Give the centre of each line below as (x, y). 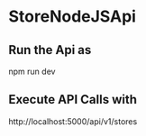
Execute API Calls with (73, 100)
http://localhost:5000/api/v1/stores (73, 121)
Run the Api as (50, 50)
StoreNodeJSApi (73, 17)
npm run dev (32, 71)
